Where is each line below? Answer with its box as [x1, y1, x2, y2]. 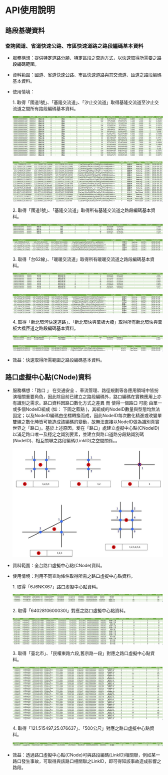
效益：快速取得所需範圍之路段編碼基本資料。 [12, 357, 105, 363]
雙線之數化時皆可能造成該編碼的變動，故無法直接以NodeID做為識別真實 [12, 419, 160, 425]
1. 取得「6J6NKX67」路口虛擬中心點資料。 [12, 584, 101, 590]
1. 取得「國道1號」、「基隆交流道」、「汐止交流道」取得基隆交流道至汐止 [12, 99, 155, 105]
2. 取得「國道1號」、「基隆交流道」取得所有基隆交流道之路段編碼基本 [12, 207, 151, 213]
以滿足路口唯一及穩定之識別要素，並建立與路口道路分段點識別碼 [12, 431, 144, 437]
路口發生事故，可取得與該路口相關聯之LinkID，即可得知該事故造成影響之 [12, 758, 161, 764]
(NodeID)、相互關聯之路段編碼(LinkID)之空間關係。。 [12, 437, 120, 443]
